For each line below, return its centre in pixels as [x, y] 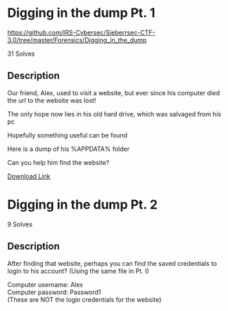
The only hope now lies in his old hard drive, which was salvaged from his [114, 114]
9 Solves [20, 224]
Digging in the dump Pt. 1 [81, 13]
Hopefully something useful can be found [68, 135]
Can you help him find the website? [58, 162]
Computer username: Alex [45, 284]
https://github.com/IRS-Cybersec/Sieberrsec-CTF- [81, 32]
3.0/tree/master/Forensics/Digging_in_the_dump [77, 39]
